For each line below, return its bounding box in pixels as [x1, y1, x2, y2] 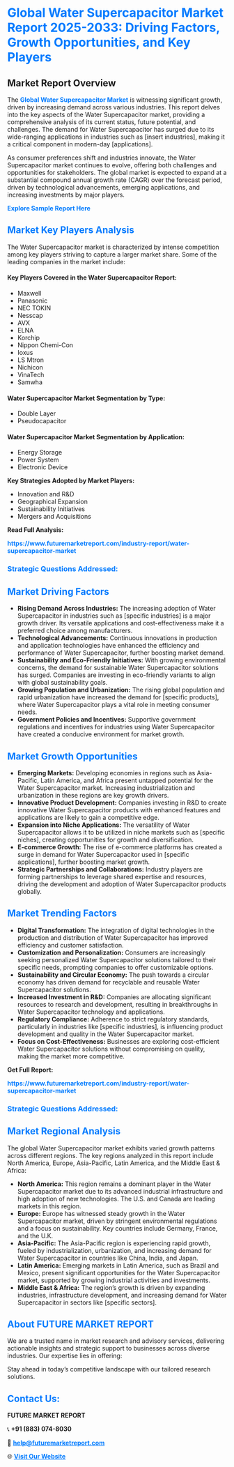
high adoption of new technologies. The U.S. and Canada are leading [17, 1194, 216, 1203]
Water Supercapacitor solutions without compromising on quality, [17, 1044, 205, 1053]
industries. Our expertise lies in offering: [7, 1351, 123, 1360]
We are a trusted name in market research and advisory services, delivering [7, 1337, 225, 1345]
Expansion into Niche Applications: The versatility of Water [17, 821, 190, 829]
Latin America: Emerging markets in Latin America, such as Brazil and [17, 1261, 219, 1270]
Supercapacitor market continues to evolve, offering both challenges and [7, 161, 217, 169]
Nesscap [17, 312, 43, 320]
